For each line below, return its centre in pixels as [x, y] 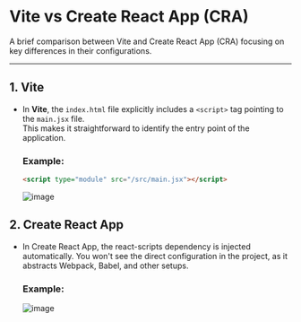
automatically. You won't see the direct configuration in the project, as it [155, 256]
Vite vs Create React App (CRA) [129, 17]
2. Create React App [66, 225]
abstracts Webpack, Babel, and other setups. [105, 265]
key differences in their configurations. [81, 50]
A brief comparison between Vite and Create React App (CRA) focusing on [147, 41]
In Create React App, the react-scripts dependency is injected [136, 246]
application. [44, 137]
